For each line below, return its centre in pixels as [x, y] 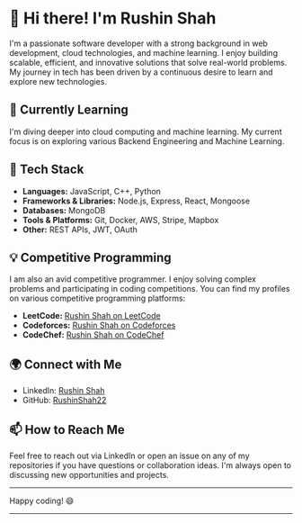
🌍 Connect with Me [66, 364]
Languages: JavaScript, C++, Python [92, 191]
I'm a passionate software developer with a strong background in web [138, 43]
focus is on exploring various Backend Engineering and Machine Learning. [147, 141]
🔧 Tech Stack [47, 170]
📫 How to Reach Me [67, 430]
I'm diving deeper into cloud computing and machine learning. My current [146, 131]
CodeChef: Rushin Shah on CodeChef [93, 335]
